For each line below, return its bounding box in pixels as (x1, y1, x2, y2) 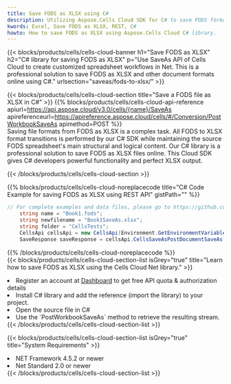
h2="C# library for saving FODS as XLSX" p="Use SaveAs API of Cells (7, 56, 206, 64)
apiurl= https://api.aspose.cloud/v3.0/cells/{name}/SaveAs (7, 105, 172, 114)
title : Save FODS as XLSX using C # (7, 10, 109, 17)
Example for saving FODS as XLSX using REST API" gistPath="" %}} (7, 191, 201, 199)
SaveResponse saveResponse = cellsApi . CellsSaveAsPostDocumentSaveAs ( (19, 235, 226, 243)
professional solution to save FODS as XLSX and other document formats (7, 70, 214, 78)
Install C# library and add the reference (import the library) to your (16, 290, 203, 299)
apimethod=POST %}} (58, 120, 122, 128)
